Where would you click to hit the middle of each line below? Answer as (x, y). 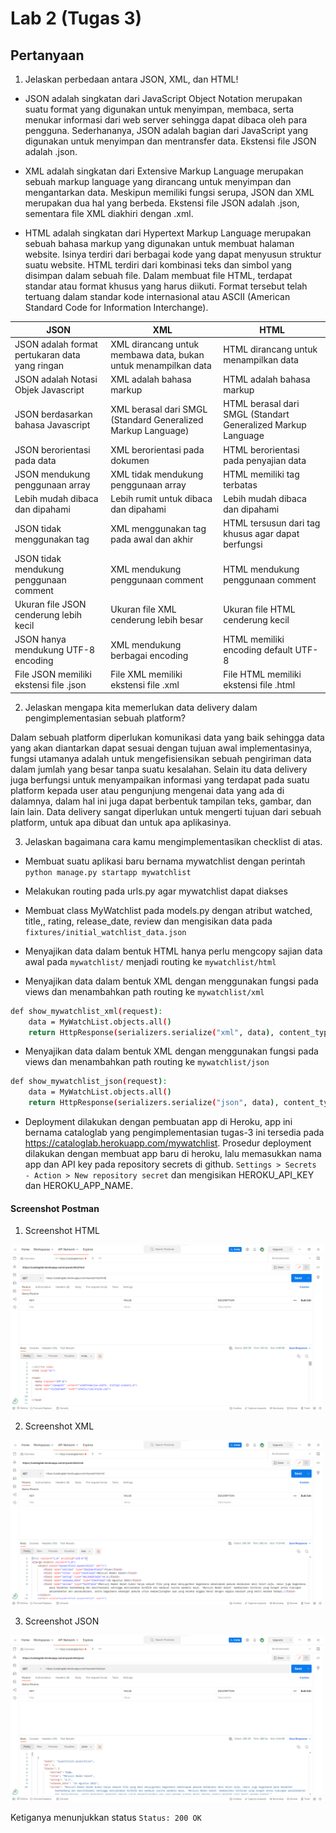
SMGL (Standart (256, 414)
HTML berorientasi (261, 449)
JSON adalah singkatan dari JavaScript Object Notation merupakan (163, 98)
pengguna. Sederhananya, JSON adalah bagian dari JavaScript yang (166, 130)
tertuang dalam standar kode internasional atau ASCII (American (157, 296)
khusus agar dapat (261, 534)
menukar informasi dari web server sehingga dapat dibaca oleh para (166, 120)
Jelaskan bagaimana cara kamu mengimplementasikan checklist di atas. (173, 841)
